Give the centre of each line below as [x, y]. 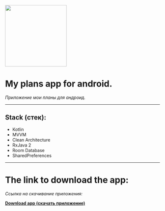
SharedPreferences [32, 155]
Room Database [28, 150]
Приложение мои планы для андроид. [45, 97]
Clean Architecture [31, 140]
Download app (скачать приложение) [45, 203]
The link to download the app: [67, 180]
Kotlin [18, 129]
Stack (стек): [26, 118]
